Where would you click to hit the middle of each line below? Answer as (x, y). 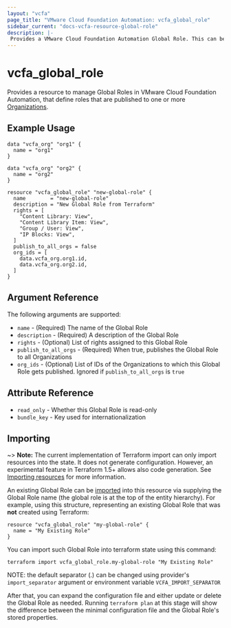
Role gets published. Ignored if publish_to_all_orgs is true (101, 371)
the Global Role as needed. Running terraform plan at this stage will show (112, 603)
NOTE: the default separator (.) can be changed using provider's (98, 575)
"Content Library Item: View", (64, 222)
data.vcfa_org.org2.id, (54, 264)
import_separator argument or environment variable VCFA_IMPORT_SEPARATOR (114, 583)
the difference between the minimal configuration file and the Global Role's (113, 610)
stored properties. (33, 618)
